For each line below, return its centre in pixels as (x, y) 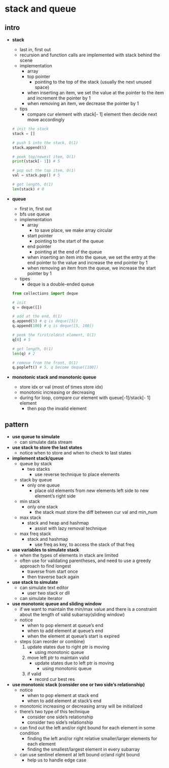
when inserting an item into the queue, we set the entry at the (91, 257)
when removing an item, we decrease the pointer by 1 (83, 103)
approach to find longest (45, 566)
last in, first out (35, 49)
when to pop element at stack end (63, 695)
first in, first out (35, 208)
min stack (30, 501)
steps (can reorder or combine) (52, 642)
